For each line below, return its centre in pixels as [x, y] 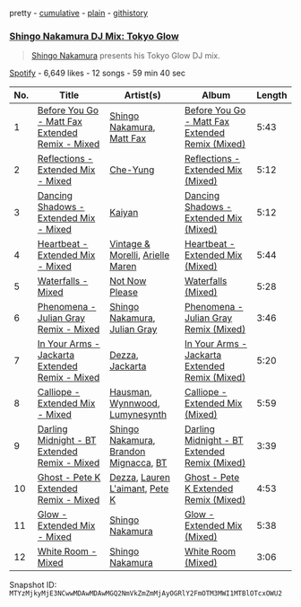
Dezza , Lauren [139, 478]
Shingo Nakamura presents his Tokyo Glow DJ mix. [126, 56]
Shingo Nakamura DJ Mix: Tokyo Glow [94, 36]
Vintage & [129, 244]
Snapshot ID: [33, 585]
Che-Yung [132, 170]
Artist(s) [142, 95]
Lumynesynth [138, 415]
